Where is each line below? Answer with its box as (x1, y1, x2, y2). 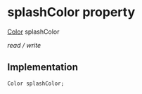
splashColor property (7, 4, 136, 20)
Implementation (7, 61, 79, 74)
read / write (7, 41, 41, 49)
